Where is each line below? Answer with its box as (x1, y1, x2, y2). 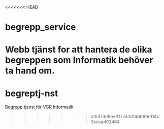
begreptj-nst (5, 87, 58, 99)
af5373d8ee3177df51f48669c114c (91, 114, 159, 120)
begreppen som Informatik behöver (5, 54, 154, 66)
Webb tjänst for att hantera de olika (5, 44, 152, 55)
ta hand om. (5, 65, 55, 76)
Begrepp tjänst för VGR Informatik (5, 104, 74, 110)
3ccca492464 (91, 119, 120, 125)
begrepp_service (5, 22, 76, 33)
